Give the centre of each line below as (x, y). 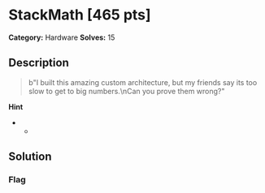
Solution (30, 157)
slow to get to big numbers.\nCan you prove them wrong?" (126, 91)
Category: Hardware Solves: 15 (62, 37)
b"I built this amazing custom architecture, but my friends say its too (143, 82)
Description (39, 63)
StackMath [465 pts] (80, 15)
